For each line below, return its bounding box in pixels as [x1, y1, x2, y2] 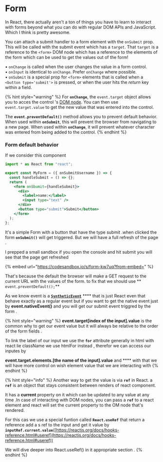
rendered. [5, 407, 25, 413]
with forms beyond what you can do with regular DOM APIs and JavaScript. [5, 24, 157, 30]
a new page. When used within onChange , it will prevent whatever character [5, 124, 155, 129]
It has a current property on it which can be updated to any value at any [5, 391, 150, 397]
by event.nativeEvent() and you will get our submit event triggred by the [5, 303, 151, 309]
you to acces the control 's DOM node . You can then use [5, 99, 118, 105]
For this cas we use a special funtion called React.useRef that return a [5, 417, 145, 423]
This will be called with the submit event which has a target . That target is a [5, 44, 159, 50]
